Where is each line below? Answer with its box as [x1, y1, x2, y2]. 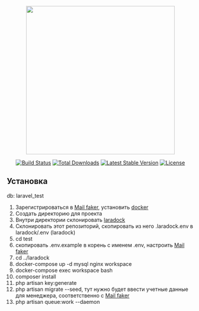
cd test [15, 235, 33, 242]
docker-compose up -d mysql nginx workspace [15, 260, 132, 267]
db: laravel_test [7, 192, 44, 199]
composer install [15, 273, 56, 280]
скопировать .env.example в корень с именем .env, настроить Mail [15, 241, 185, 249]
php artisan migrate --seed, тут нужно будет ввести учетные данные [15, 285, 189, 293]
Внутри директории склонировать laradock [15, 216, 125, 223]
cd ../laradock [15, 254, 50, 261]
